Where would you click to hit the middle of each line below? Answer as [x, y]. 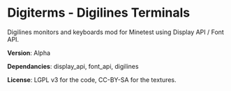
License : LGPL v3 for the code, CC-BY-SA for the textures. [92, 80]
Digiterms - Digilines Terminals [99, 13]
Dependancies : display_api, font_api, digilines [73, 66]
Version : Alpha [29, 53]
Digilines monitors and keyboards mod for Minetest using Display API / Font [116, 32]
